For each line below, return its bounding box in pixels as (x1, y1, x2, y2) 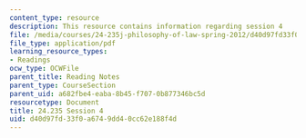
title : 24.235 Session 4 (9, 106, 104, 115)
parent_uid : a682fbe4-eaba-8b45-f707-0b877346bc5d (9, 89, 206, 98)
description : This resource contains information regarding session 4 (9, 22, 283, 31)
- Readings (9, 55, 51, 64)
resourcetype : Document (9, 97, 100, 107)
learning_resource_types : (9, 47, 107, 56)
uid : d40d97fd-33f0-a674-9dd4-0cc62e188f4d (9, 114, 178, 123)
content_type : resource (9, 13, 100, 23)
